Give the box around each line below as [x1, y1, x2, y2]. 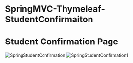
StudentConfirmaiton [5, 14, 93, 25]
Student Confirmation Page [5, 36, 118, 47]
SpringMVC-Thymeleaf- [5, 3, 105, 15]
